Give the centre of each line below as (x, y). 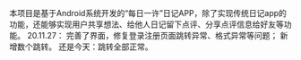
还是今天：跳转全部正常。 (105, 47)
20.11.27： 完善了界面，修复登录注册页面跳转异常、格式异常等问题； (152, 35)
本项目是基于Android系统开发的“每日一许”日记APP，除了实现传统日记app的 (148, 13)
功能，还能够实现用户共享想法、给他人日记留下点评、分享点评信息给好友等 (146, 24)
